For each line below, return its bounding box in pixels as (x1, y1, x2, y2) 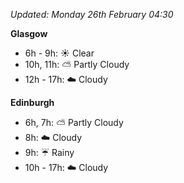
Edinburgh (10, 97, 55, 108)
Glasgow (10, 28, 48, 39)
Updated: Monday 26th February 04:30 (10, 9, 174, 20)
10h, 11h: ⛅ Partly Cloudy (24, 59, 130, 70)
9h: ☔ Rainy (24, 147, 75, 158)
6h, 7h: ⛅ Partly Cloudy (24, 117, 124, 128)
